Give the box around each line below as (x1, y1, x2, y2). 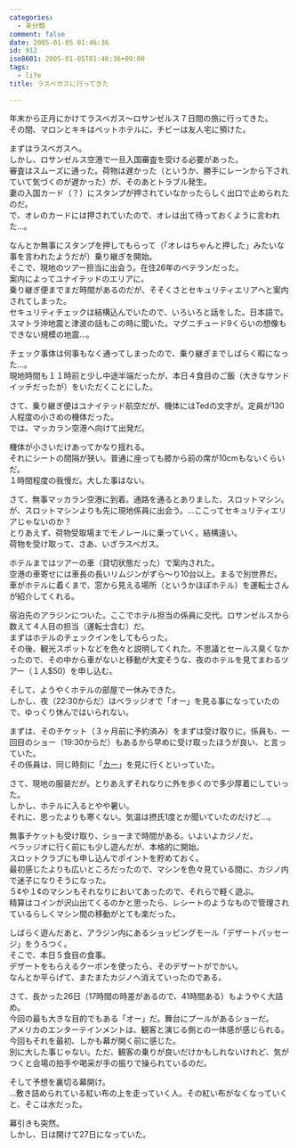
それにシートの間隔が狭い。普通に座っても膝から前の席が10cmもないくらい (9, 452, 286, 463)
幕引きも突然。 (9, 1118, 64, 1128)
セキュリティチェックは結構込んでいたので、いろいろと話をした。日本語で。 (9, 307, 289, 317)
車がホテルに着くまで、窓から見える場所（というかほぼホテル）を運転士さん (9, 579, 290, 590)
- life (17, 71, 42, 80)
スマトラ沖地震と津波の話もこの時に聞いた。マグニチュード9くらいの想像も (9, 317, 287, 328)
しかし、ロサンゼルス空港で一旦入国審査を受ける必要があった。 (9, 153, 243, 165)
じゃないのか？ (16, 516, 72, 527)
